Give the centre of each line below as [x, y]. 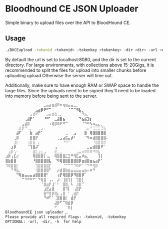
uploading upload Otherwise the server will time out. [59, 75]
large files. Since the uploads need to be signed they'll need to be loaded [80, 90]
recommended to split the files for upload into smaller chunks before [76, 70]
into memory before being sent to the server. [51, 96]
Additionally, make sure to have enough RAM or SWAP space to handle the [82, 85]
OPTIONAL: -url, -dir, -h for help [43, 221]
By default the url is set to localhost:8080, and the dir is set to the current [81, 59]
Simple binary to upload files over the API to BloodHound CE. [68, 23]
